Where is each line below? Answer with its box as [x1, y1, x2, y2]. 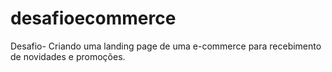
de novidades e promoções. [10, 50, 126, 62]
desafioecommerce [10, 7, 177, 30]
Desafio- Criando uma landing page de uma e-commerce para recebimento [10, 40, 322, 52]
